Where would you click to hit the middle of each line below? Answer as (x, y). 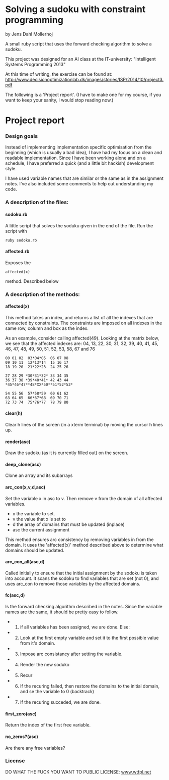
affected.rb (17, 252)
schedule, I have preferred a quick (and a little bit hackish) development (80, 163)
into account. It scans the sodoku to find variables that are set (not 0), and (82, 578)
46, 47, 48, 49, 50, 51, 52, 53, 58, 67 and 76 (50, 349)
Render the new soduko (45, 665)
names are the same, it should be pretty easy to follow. (62, 612)
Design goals (22, 136)
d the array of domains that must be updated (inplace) (68, 524)
